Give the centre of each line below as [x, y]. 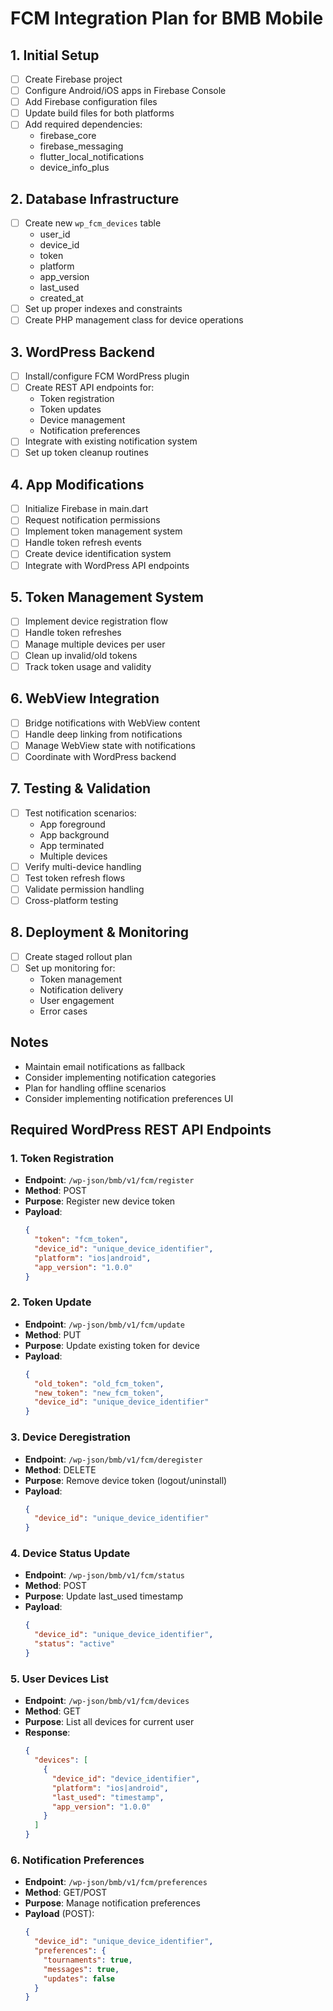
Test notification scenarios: [80, 813]
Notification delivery [81, 989]
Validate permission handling [84, 889]
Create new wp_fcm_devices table [93, 223]
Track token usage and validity [88, 666]
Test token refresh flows [75, 878]
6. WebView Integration [85, 698]
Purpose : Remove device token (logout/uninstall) [126, 1480]
